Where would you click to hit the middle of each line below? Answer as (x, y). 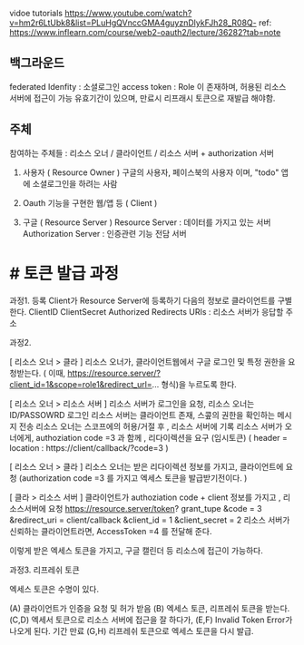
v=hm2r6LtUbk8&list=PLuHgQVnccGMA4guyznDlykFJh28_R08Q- (133, 23)
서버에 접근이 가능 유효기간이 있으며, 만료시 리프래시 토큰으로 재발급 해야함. (142, 98)
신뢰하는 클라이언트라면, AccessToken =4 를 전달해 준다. (111, 531)
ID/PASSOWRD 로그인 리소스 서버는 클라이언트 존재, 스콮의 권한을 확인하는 (142, 415)
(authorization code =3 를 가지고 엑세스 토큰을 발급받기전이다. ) (133, 478)
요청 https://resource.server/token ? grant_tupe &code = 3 (155, 508)
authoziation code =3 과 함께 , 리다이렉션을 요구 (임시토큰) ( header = (162, 437)
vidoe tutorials (36, 13)
